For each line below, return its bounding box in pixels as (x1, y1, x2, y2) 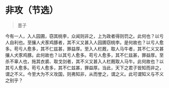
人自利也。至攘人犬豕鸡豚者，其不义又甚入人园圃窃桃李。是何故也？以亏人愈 (5, 39, 164, 46)
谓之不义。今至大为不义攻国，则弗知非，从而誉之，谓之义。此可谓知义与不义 (5, 71, 164, 77)
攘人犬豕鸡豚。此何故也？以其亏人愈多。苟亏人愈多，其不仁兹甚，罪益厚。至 (5, 52, 164, 58)
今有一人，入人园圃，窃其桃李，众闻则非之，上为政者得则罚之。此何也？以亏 (5, 33, 164, 39)
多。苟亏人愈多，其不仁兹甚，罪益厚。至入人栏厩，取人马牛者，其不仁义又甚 (5, 46, 164, 52)
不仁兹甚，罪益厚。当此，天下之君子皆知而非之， (62, 64, 164, 71)
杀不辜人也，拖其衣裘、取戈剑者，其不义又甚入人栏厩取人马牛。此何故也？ (5, 58, 159, 64)
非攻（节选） (5, 5, 59, 16)
